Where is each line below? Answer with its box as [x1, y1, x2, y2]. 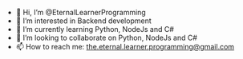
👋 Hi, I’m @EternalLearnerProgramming [15, 8, 146, 17]
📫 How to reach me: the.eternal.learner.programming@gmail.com [15, 42, 235, 51]
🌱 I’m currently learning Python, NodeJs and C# [15, 25, 175, 33]
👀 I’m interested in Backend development [15, 16, 152, 26]
